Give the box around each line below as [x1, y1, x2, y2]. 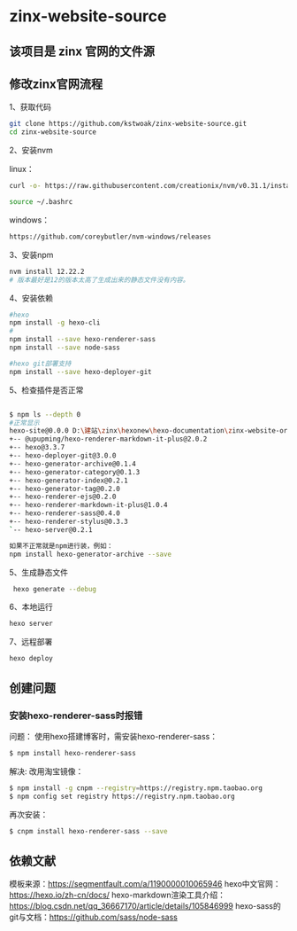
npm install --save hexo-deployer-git [9, 367, 152, 376]
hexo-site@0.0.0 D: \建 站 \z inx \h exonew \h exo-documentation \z [9, 426, 232, 435]
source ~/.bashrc [9, 198, 73, 207]
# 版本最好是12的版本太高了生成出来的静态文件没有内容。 [9, 275, 190, 285]
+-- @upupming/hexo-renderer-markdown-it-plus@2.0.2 [9, 434, 208, 444]
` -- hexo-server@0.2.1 [9, 525, 93, 534]
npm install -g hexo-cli [9, 318, 101, 327]
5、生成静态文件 [9, 567, 69, 577]
